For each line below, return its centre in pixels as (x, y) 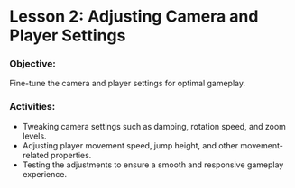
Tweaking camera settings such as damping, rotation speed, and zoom (154, 126)
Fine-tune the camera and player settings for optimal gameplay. (128, 84)
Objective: (32, 64)
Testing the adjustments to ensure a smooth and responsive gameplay (153, 165)
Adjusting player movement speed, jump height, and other (130, 145)
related (36, 155)
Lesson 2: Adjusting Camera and (134, 17)
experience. (45, 174)
